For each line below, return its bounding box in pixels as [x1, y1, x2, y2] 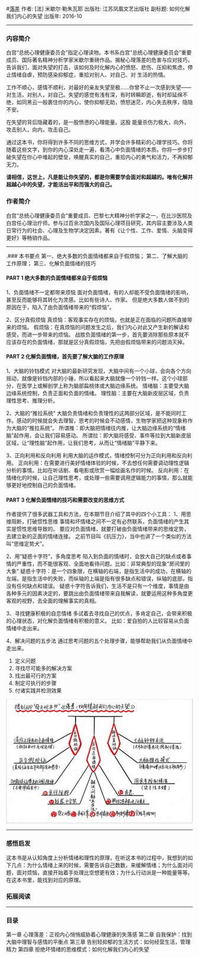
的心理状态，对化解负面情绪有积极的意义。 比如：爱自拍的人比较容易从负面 [6, 618, 190, 625]
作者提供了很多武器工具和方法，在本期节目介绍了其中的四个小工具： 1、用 [6, 511, 187, 518]
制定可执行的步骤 [14, 680, 57, 687]
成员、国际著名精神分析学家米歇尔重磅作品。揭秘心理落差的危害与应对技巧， [6, 56, 193, 63]
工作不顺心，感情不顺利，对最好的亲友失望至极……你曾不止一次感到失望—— [6, 84, 192, 91]
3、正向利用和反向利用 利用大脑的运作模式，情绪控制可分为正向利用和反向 [6, 452, 188, 459]
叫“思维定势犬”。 [6, 540, 47, 548]
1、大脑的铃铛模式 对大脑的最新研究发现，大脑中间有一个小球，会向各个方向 [6, 367, 191, 374]
